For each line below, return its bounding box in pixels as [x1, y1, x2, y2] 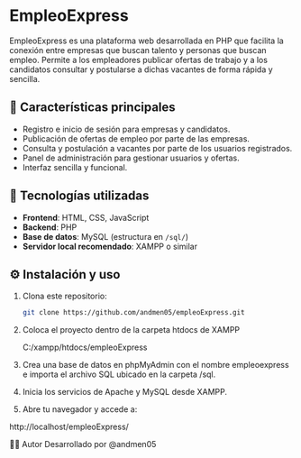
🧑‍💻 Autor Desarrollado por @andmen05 [9, 439, 157, 450]
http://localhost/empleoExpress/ [9, 421, 129, 433]
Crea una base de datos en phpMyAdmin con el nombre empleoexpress [22, 360, 290, 371]
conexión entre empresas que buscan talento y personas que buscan [9, 44, 268, 55]
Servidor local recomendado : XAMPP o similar [22, 241, 198, 252]
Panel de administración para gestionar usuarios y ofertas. [22, 152, 241, 163]
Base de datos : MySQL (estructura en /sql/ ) [22, 231, 189, 242]
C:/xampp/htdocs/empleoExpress [22, 342, 148, 353]
